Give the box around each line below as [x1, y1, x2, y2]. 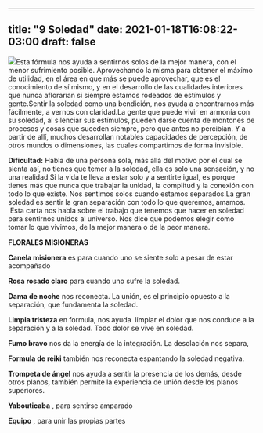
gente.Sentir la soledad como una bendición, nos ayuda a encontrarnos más [8, 99, 254, 108]
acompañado [8, 260, 51, 271]
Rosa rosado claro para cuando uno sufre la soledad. [8, 276, 180, 286]
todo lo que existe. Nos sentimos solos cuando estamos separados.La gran [8, 189, 250, 198]
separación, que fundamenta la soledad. [8, 300, 139, 309]
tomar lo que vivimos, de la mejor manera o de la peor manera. [8, 222, 211, 231]
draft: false [41, 35, 96, 49]
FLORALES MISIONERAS [8, 237, 88, 247]
